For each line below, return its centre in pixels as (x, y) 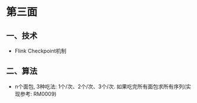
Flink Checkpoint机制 (41, 51)
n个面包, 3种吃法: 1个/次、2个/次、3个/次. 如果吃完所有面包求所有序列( (100, 87)
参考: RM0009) (38, 94)
